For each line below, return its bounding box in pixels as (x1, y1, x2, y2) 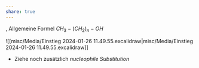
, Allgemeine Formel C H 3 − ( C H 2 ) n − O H (5, 25, 104, 33)
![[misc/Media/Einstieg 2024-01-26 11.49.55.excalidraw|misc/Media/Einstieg (5, 38, 194, 45)
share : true (5, 8, 35, 15)
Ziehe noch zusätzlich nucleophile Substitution (14, 56, 130, 63)
